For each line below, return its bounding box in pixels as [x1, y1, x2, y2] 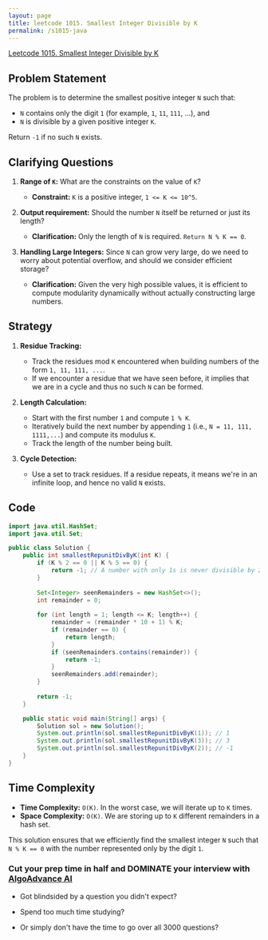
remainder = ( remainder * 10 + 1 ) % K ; [50, 619, 183, 627]
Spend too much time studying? [19, 906, 125, 916]
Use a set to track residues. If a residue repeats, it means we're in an [31, 469, 258, 479]
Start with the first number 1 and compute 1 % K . [31, 412, 191, 422]
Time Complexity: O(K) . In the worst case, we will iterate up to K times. [19, 803, 253, 812]
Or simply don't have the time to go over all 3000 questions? [19, 922, 219, 932]
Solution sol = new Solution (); [37, 722, 145, 730]
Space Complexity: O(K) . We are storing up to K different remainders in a [19, 811, 260, 820]
